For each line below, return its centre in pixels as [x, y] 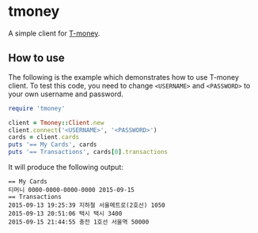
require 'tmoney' [37, 108]
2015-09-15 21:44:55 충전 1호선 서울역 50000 [79, 222]
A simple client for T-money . [54, 33]
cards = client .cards [44, 137]
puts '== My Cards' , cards [53, 145]
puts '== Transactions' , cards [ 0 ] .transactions [88, 152]
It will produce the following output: [66, 167]
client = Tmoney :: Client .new [56, 122]
